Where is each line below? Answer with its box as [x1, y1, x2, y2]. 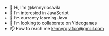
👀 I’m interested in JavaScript [9, 10, 69, 16]
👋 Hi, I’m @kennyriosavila [9, 5, 61, 10]
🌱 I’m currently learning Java [9, 15, 68, 20]
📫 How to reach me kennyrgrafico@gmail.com [9, 26, 104, 31]
